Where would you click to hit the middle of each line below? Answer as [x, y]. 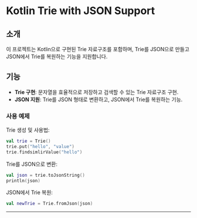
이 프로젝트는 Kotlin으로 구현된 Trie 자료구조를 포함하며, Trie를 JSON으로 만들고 [98, 49]
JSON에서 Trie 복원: [29, 193]
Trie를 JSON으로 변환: [32, 164]
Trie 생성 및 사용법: [28, 130]
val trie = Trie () [28, 141]
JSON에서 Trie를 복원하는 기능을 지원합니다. [57, 56]
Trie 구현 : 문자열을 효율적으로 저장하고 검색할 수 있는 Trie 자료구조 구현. [96, 92]
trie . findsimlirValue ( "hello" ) [44, 152]
